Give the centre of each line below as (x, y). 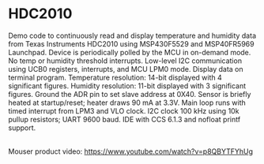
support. (22, 128)
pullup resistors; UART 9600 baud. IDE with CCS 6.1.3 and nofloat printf (124, 119)
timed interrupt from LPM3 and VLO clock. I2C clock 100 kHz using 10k (124, 110)
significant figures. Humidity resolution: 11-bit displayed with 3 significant (127, 86)
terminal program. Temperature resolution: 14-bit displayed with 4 (115, 77)
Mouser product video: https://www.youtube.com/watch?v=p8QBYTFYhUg (131, 151)
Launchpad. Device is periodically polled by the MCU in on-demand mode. (130, 52)
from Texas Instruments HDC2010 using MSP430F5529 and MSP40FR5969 (131, 43)
